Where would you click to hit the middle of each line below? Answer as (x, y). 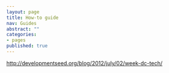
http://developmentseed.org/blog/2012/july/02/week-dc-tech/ (85, 63)
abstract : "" (23, 29)
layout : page (23, 12)
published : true (27, 46)
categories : (21, 35)
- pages (16, 40)
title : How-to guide (33, 18)
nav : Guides (21, 23)
